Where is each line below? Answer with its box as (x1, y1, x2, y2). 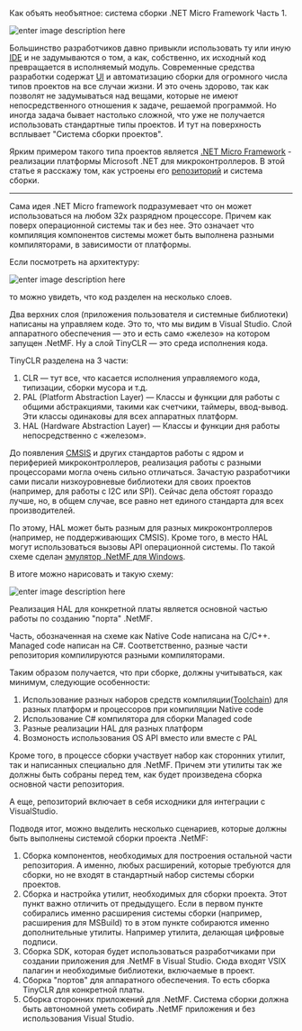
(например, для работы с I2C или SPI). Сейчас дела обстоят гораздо (9, 486, 274, 497)
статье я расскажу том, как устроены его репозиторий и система (9, 166, 263, 176)
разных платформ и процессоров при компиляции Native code (22, 704, 263, 715)
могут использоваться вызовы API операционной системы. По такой (9, 542, 276, 552)
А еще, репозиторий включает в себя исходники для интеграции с (9, 797, 266, 807)
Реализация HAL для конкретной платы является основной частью (9, 604, 268, 614)
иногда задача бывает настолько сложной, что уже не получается (9, 110, 265, 120)
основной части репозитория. (9, 779, 125, 789)
